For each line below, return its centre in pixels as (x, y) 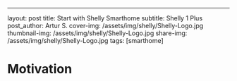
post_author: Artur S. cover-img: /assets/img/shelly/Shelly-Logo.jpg (105, 26)
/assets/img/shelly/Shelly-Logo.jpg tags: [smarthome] (85, 40)
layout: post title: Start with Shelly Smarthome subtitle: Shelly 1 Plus (105, 18)
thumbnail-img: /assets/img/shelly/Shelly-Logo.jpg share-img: (97, 33)
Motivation (40, 69)
